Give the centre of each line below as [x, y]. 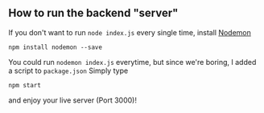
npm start [25, 85]
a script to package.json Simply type [68, 71]
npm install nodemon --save [56, 47]
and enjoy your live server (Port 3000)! [73, 100]
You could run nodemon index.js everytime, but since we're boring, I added [132, 62]
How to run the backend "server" [93, 13]
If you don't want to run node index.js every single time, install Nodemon [130, 32]
